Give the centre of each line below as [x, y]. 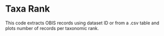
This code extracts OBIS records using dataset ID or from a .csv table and [82, 23]
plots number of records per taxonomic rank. [52, 28]
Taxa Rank [28, 9]
